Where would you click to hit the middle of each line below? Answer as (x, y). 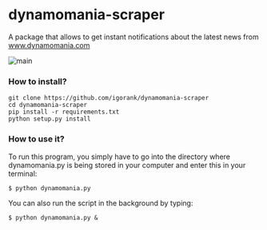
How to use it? (37, 139)
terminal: (23, 173)
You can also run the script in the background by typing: (101, 203)
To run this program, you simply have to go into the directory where (119, 157)
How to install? (38, 81)
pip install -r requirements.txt (64, 112)
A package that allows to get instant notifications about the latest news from (133, 37)
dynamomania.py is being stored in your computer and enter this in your (127, 165)
